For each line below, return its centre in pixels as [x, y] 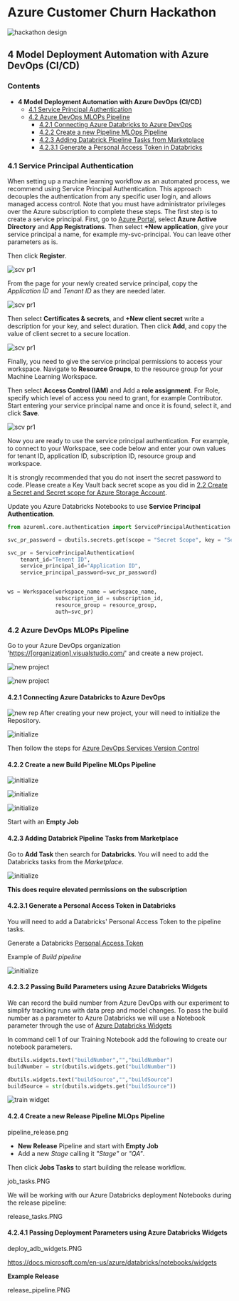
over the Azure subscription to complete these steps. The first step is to [113, 211]
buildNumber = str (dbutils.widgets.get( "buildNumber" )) [92, 1067]
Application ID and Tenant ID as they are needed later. [86, 290]
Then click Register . [37, 255]
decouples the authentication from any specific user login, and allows [109, 196]
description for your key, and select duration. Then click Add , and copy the [117, 326]
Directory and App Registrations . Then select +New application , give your [118, 226]
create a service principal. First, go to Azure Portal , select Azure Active [112, 219]
